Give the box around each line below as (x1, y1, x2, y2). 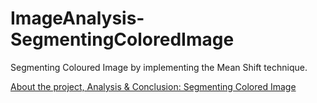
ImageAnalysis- (10, 7, 145, 30)
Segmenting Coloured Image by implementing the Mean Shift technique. (10, 61, 308, 73)
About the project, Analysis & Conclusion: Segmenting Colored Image (10, 80, 297, 92)
